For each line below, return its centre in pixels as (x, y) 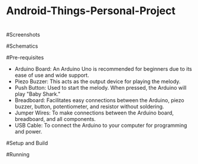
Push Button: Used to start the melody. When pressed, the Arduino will (100, 88)
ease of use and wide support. (52, 76)
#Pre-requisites (25, 58)
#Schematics (22, 46)
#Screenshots (23, 35)
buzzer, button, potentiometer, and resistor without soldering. (89, 107)
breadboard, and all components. (55, 119)
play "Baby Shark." (38, 94)
